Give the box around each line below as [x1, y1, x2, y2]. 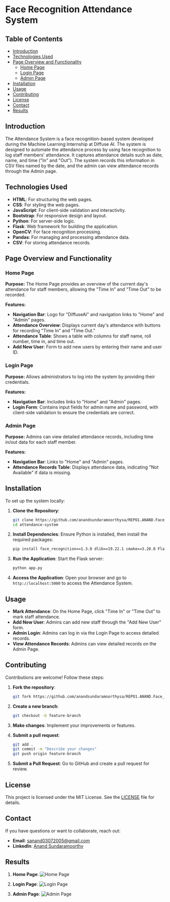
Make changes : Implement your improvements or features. [12, 722, 136, 728]
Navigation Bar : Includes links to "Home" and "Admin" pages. [12, 398, 142, 405]
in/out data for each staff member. [5, 439, 77, 445]
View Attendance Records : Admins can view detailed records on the [12, 641, 157, 647]
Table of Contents [5, 35, 63, 43]
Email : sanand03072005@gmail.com [12, 837, 90, 844]
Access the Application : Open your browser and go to [12, 575, 127, 581]
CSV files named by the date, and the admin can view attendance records [5, 163, 159, 169]
